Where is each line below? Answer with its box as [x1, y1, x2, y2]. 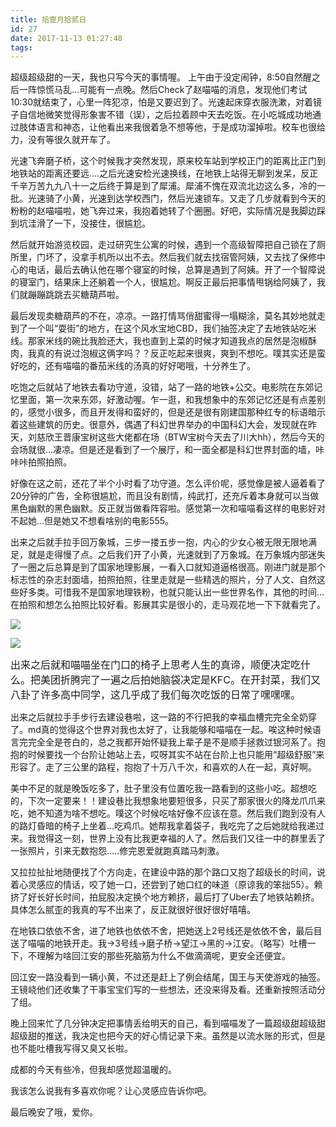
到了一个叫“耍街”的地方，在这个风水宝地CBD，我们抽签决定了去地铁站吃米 [10, 322, 317, 335]
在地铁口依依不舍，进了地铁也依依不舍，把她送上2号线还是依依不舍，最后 [10, 925, 314, 937]
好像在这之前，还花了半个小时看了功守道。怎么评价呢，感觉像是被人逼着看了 [10, 477, 326, 490]
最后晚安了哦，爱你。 [10, 1106, 98, 1118]
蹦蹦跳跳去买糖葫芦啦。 [27, 289, 125, 301]
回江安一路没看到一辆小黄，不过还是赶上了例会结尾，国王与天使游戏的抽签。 [10, 971, 326, 983]
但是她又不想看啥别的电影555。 [44, 515, 175, 527]
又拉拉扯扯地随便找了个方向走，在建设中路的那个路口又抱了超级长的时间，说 [10, 866, 326, 878]
